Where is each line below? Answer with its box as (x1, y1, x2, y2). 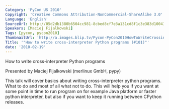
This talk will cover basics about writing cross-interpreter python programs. (5, 77, 162, 83)
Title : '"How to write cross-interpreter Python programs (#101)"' (5, 40, 150, 45)
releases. (5, 98, 24, 105)
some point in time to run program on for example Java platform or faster (5, 88, 157, 94)
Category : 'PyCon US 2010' (5, 7, 62, 12)
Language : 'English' (5, 16, 49, 21)
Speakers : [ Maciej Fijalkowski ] (5, 26, 73, 31)
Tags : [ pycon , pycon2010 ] (5, 30, 59, 35)
